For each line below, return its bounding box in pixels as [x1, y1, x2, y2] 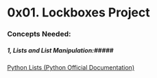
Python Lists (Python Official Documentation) [7, 64, 135, 72]
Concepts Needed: [7, 29, 71, 39]
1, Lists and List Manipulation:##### [7, 46, 114, 54]
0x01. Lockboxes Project [7, 5, 150, 21]
